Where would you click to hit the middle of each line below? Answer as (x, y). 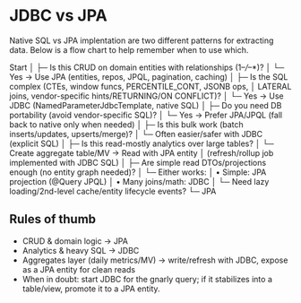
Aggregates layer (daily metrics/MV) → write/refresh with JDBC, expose (155, 260)
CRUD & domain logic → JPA (75, 241)
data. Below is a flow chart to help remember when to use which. (129, 49)
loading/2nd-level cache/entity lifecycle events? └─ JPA (113, 191)
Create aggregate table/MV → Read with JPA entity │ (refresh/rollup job (142, 152)
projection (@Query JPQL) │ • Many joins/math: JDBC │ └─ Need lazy (139, 181)
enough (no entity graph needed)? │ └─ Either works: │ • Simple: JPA (138, 172)
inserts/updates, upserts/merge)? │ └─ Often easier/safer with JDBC (136, 134)
